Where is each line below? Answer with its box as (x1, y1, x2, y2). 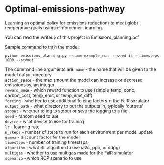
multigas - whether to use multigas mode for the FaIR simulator (5, 150, 133, 156)
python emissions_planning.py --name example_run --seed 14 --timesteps (5, 53, 160, 58)
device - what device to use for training (5, 118, 84, 124)
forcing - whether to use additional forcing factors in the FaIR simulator (5, 97, 150, 104)
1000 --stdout (5, 57, 34, 62)
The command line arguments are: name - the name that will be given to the (5, 66, 156, 72)
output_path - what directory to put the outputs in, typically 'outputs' (5, 103, 144, 109)
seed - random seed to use (5, 113, 59, 119)
